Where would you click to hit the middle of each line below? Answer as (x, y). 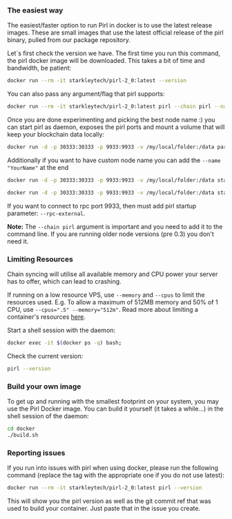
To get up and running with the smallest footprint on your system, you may (113, 402)
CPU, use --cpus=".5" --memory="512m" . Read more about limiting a (103, 309)
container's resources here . (47, 317)
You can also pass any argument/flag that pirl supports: (86, 94)
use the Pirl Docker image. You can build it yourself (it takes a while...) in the (115, 409)
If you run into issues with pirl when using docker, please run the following (113, 468)
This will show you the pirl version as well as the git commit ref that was (109, 501)
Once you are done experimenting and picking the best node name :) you (111, 120)
